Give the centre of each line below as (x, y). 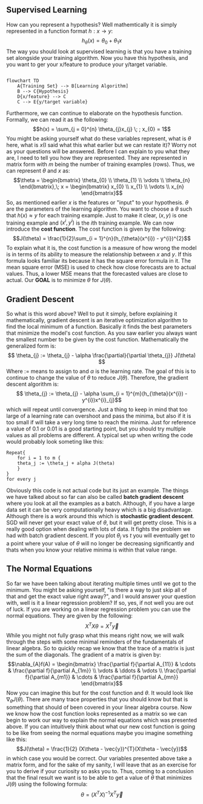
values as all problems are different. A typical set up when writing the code (100, 435)
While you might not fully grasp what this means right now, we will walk (95, 636)
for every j (21, 479)
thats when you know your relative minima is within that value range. (92, 550)
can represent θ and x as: (38, 170)
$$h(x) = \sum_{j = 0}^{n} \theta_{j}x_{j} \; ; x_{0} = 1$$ (102, 129)
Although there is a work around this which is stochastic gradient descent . (100, 516)
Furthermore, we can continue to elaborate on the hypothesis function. (95, 113)
